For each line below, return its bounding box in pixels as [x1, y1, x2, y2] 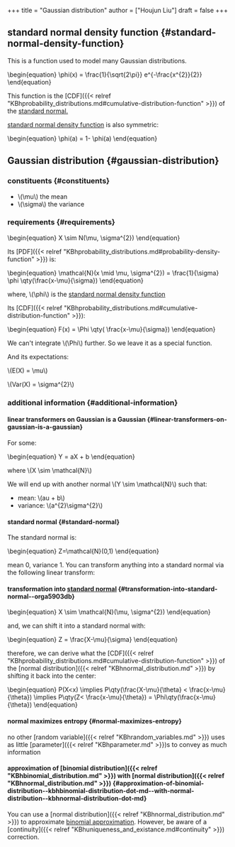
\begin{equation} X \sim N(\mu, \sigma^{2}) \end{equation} [7, 234, 180, 242]
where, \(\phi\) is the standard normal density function [7, 290, 166, 298]
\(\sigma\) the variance [17, 200, 85, 208]
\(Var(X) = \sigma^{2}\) [7, 380, 74, 388]
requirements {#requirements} [7, 217, 115, 227]
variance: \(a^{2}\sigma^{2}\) [17, 501, 103, 510]
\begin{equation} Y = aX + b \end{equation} [7, 452, 136, 461]
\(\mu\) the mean [17, 192, 68, 201]
